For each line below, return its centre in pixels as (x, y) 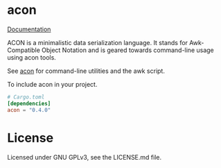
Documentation (29, 29)
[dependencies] (29, 103)
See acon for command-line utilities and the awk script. (86, 71)
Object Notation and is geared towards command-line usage (128, 50)
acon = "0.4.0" (29, 110)
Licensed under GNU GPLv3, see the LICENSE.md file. (85, 157)
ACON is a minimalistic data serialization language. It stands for (98, 42)
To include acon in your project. (52, 84)
